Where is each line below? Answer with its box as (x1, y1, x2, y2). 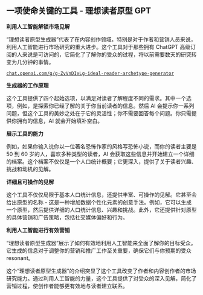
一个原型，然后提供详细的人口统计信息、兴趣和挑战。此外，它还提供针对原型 (6, 206, 197, 213)
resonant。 (6, 254, 34, 261)
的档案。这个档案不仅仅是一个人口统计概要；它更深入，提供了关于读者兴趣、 (6, 157, 197, 165)
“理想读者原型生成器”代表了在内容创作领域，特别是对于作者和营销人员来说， (6, 36, 196, 43)
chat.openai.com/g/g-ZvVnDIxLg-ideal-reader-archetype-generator (6, 70, 174, 77)
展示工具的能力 (6, 130, 43, 137)
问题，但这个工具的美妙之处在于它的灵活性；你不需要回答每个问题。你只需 (6, 109, 192, 116)
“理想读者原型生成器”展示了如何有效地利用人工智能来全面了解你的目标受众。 (6, 239, 196, 246)
